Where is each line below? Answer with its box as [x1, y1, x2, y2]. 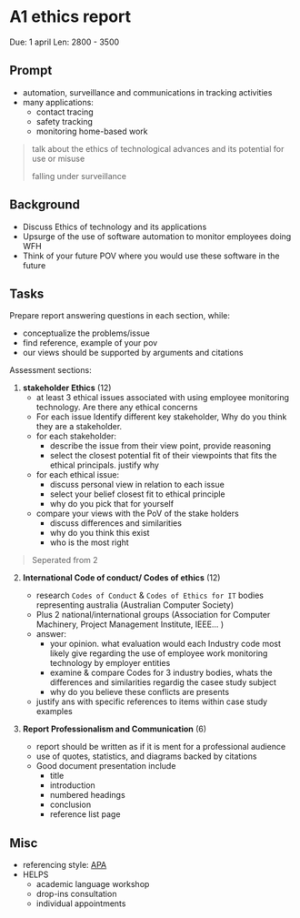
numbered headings [49, 790, 125, 801]
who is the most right [49, 537, 129, 548]
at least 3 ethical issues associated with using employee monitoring [35, 392, 289, 403]
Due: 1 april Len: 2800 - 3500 [9, 36, 120, 47]
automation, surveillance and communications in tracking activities [22, 86, 273, 97]
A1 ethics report [9, 6, 132, 27]
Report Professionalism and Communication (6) [22, 723, 207, 734]
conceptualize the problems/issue [22, 328, 150, 338]
